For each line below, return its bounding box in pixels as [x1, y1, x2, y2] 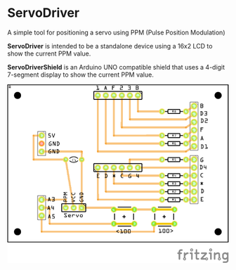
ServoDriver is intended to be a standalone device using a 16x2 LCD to [7, 41, 213, 50]
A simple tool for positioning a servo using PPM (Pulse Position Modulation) [7, 28, 226, 37]
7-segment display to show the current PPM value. [7, 70, 155, 79]
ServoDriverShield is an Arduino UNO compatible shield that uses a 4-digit [7, 63, 225, 71]
